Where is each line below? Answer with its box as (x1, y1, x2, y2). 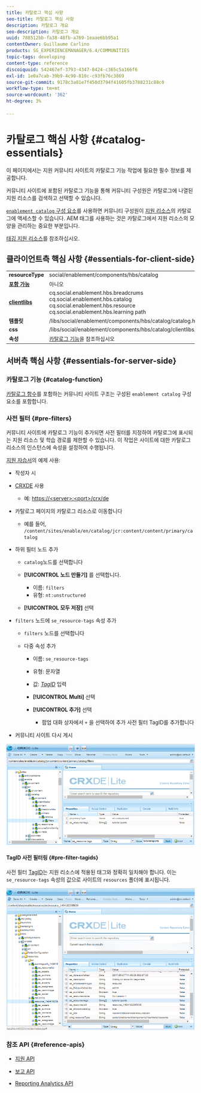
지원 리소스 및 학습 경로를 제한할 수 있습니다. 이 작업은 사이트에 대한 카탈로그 (12, 436, 191, 443)
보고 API (14, 1068, 35, 1075)
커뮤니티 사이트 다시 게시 (14, 731, 73, 738)
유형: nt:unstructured (32, 591, 86, 599)
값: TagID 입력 (32, 680, 67, 687)
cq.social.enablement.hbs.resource (48, 301, 136, 309)
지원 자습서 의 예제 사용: (6, 456, 61, 464)
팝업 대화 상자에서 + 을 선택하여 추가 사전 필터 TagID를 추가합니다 (41, 718, 194, 726)
